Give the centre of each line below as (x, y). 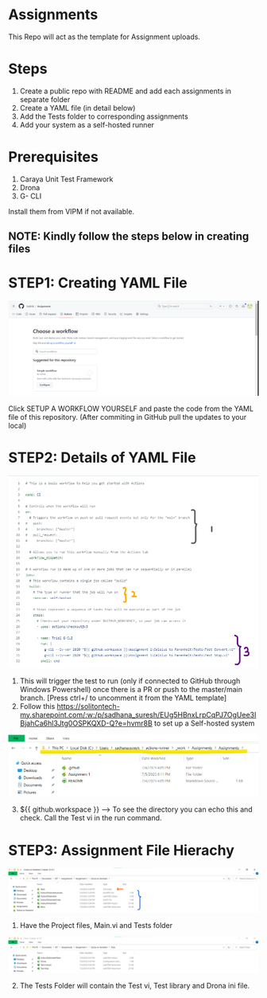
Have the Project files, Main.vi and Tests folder (96, 925)
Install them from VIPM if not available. (72, 211)
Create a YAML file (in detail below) (77, 108)
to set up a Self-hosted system (204, 723)
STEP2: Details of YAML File (102, 458)
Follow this (37, 706)
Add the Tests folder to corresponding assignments (104, 116)
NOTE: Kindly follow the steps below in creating (129, 237)
